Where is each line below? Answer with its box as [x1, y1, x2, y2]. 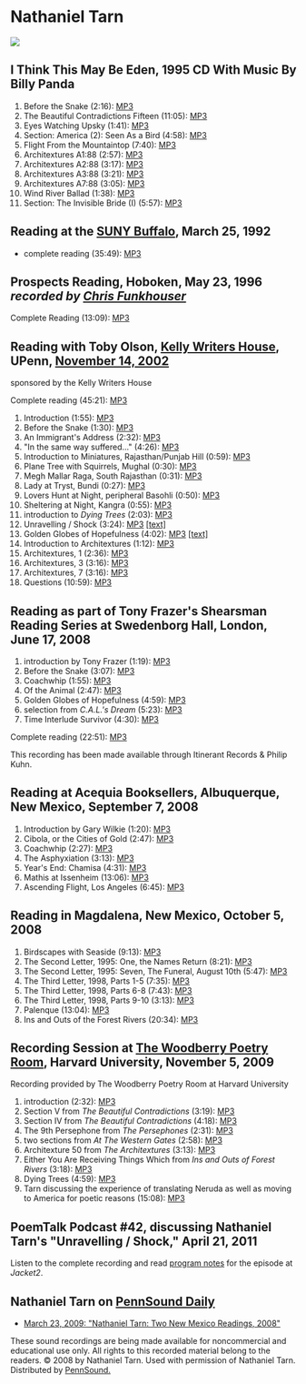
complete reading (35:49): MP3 [23, 248, 142, 258]
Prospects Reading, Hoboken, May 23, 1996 [10, 274, 262, 289]
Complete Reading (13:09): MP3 [10, 312, 130, 324]
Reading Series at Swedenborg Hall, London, [10, 617, 268, 633]
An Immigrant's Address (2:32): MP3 [23, 432, 162, 443]
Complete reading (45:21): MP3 [10, 395, 128, 406]
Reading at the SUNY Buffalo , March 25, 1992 [10, 224, 271, 239]
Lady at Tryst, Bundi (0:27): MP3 [23, 480, 146, 491]
